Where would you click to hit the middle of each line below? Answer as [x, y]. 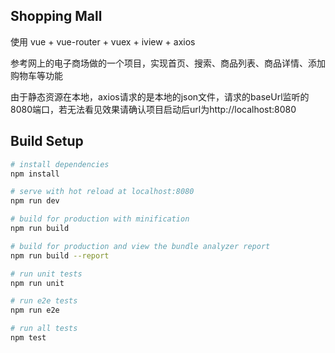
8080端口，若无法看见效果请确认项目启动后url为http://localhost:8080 [153, 109]
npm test [28, 338]
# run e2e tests [44, 301]
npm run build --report [60, 255]
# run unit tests [46, 274]
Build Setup [47, 141]
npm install [35, 174]
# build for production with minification [100, 219]
